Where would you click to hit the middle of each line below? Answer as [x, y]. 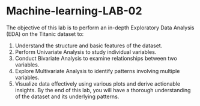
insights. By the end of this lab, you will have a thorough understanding [103, 90]
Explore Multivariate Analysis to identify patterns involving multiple [97, 71]
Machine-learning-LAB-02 [74, 11]
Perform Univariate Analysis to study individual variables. [86, 52]
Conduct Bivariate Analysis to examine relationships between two [96, 58]
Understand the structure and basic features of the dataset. [89, 46]
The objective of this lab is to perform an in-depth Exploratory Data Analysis [100, 28]
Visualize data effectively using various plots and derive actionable [98, 84]
